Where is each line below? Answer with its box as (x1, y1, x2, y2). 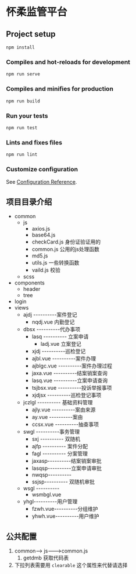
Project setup (6, 29, 56, 39)
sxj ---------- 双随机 (31, 435, 81, 442)
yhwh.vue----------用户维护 (31, 513, 100, 520)
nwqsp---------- (31, 472, 71, 479)
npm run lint (6, 152, 38, 158)
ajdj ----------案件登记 (23, 311, 77, 318)
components (14, 279, 45, 287)
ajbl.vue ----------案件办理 (31, 355, 96, 362)
